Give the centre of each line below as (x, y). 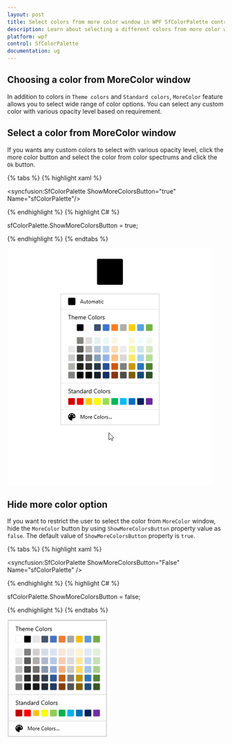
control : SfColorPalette (43, 44)
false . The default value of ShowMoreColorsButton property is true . (101, 536)
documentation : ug (33, 51)
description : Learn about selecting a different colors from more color (114, 29)
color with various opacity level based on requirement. (85, 111)
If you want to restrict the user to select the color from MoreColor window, (112, 521)
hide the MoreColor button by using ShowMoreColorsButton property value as (114, 528)
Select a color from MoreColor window (92, 133)
